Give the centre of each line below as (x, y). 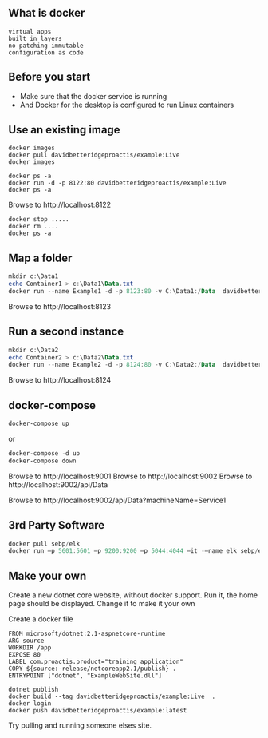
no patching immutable (46, 46)
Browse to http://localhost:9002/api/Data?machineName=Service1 (117, 500)
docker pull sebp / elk (44, 544)
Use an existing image (65, 130)
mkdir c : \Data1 (33, 276)
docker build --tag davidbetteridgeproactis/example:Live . (112, 697)
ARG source (26, 641)
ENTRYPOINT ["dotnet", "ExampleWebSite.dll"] (85, 676)
